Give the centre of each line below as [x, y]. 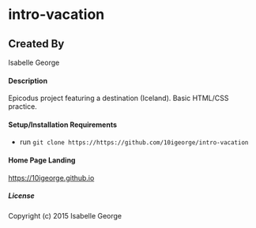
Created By [36, 44]
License [22, 196]
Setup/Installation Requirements [62, 125]
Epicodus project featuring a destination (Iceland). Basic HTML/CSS [119, 98]
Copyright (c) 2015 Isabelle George [65, 215]
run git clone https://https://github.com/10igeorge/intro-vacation [134, 142]
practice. [23, 107]
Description [28, 80]
